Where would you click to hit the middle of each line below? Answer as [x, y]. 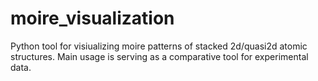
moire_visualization [92, 18]
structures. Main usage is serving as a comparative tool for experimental [159, 56]
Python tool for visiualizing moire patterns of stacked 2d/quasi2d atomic [159, 46]
